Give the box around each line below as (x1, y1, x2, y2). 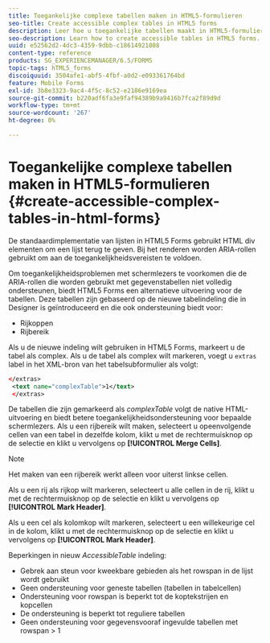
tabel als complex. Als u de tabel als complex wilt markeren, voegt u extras (8, 350, 257, 360)
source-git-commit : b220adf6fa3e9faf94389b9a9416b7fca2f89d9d (8, 94, 221, 102)
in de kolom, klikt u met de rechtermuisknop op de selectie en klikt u (8, 526, 235, 536)
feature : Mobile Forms (8, 79, 84, 87)
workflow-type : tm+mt (8, 101, 81, 109)
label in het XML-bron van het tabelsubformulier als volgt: (8, 359, 199, 369)
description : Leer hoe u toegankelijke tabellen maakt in (8, 27, 207, 35)
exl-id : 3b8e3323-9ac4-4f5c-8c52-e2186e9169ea (8, 86, 167, 95)
